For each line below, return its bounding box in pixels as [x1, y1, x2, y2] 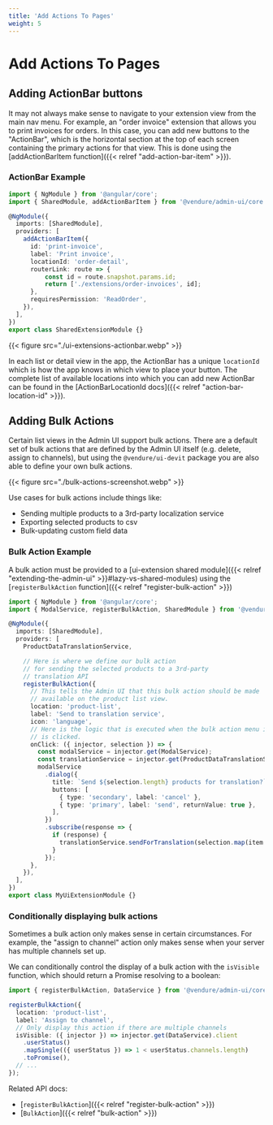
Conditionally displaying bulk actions [8, 911, 158, 922]
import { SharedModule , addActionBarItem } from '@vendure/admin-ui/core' [8, 197, 267, 206]
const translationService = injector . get [37, 755, 180, 764]
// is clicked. [29, 733, 82, 741]
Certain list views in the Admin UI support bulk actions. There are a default [8, 435, 258, 445]
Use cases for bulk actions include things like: [8, 493, 162, 503]
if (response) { [51, 831, 107, 839]
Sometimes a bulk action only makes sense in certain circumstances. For [8, 929, 253, 939]
